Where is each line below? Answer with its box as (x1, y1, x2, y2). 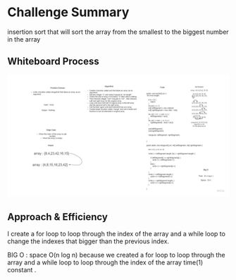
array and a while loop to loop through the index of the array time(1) (7, 258, 204, 267)
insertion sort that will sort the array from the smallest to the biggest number (7, 28, 229, 36)
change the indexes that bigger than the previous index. (7, 237, 170, 245)
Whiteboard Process (7, 56, 100, 68)
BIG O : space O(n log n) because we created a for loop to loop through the (7, 251, 225, 260)
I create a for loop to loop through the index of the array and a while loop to (7, 230, 225, 238)
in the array (7, 35, 41, 43)
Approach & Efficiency (7, 211, 108, 223)
